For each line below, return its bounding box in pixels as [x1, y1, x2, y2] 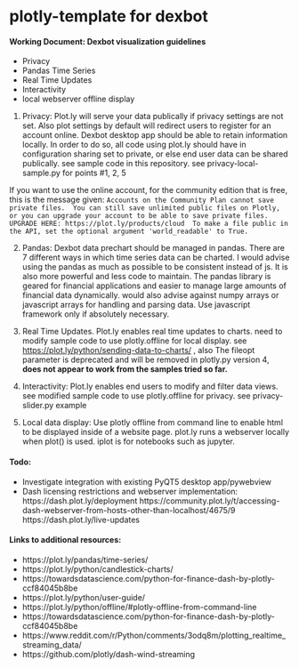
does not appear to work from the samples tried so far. [21, 364, 229, 374]
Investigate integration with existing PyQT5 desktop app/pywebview [21, 476, 272, 487]
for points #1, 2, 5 [61, 167, 126, 179]
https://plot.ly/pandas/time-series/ [21, 554, 149, 565]
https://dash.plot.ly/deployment [21, 495, 138, 506]
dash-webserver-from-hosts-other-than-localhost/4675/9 [21, 504, 236, 515]
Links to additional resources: [9, 535, 122, 545]
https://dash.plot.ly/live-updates [21, 514, 141, 525]
